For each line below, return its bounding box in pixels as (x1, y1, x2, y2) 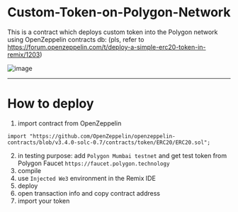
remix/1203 (7, 50, 40, 59)
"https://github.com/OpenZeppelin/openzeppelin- (29, 133, 176, 140)
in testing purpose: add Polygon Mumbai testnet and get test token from (17, 151, 227, 160)
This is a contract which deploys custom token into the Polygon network (7, 28, 218, 36)
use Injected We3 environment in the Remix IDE (17, 174, 156, 182)
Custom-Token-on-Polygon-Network (7, 4, 231, 21)
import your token (17, 196, 70, 205)
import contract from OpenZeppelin (17, 118, 122, 128)
